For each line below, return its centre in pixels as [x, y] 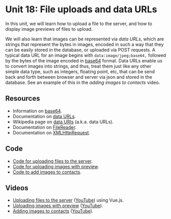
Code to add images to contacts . [47, 172]
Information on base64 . [37, 111]
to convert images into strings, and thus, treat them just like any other [78, 66]
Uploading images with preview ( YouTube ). [58, 206]
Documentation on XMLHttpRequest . [51, 133]
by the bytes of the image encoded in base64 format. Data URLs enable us [84, 60]
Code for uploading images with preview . [56, 166]
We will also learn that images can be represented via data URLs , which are [85, 39]
